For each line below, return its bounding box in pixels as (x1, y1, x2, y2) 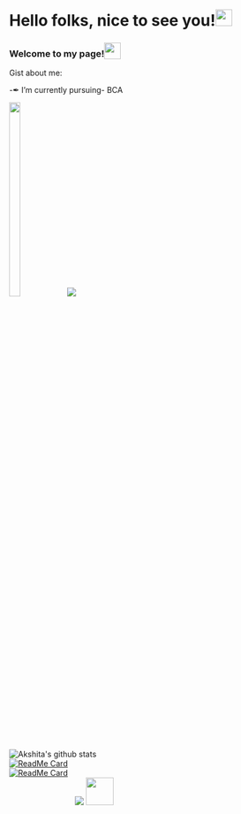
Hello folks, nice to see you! (9, 11, 216, 31)
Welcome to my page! (9, 47, 105, 59)
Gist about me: (9, 67, 63, 79)
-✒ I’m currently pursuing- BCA (9, 85, 124, 96)
